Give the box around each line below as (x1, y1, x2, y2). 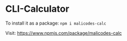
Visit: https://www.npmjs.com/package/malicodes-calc (5, 30, 122, 36)
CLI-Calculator (5, 3, 69, 15)
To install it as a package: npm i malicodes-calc (5, 20, 106, 26)
